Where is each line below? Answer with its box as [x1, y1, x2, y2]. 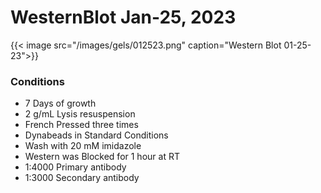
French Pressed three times [24, 119, 139, 131]
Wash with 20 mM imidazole [24, 140, 142, 152]
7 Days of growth [24, 97, 97, 110]
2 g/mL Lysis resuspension [24, 108, 136, 120]
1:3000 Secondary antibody [24, 172, 140, 184]
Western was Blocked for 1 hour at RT [24, 151, 180, 163]
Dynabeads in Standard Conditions [24, 129, 169, 141]
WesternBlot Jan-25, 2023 [10, 6, 237, 29]
